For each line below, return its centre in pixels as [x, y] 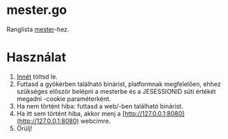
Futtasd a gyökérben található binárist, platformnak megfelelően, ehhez [119, 84]
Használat [36, 57]
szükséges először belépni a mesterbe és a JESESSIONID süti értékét [116, 91]
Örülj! [24, 128]
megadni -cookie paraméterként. [64, 99]
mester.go [37, 10]
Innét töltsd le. [37, 76]
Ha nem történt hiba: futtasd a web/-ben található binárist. [100, 106]
